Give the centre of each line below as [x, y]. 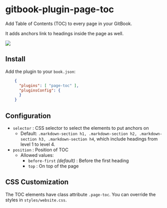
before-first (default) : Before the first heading [78, 160]
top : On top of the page [53, 166]
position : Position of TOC [40, 150]
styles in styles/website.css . [36, 200]
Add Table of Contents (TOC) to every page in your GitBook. [69, 24]
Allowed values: [37, 155]
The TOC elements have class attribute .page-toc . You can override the [81, 194]
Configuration [28, 116]
